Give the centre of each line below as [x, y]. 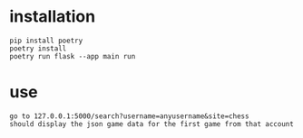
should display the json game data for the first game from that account [152, 124]
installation [53, 17]
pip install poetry [46, 41]
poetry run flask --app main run [73, 56]
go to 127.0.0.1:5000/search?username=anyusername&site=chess [129, 116]
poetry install [38, 48]
